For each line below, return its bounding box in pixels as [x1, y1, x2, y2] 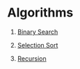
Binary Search [17, 28, 58, 36]
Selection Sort [17, 41, 58, 49]
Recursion [17, 54, 47, 63]
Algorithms [7, 5, 74, 21]
